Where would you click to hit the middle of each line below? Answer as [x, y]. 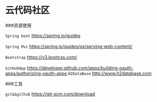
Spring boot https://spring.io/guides [43, 36]
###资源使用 [18, 25]
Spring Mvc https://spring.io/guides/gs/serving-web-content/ [69, 46]
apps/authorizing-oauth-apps [36, 73]
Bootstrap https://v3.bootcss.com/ [41, 57]
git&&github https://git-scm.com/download [50, 94]
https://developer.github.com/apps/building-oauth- [80, 68]
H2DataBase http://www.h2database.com [110, 73]
